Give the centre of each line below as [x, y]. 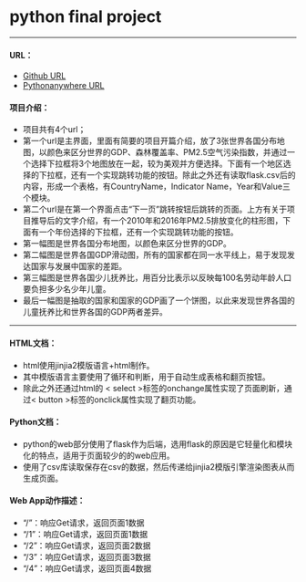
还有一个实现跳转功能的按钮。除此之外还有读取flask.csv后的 [183, 175]
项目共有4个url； [54, 130]
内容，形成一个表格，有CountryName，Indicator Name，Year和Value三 [157, 187]
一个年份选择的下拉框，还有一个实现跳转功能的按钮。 [138, 232]
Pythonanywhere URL [63, 86]
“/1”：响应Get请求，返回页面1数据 [85, 534]
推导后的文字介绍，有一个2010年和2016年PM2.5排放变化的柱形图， [157, 221]
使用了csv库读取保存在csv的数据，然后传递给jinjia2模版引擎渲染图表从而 [158, 466]
